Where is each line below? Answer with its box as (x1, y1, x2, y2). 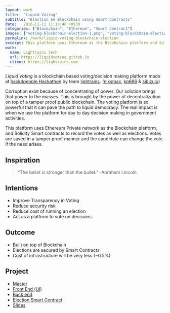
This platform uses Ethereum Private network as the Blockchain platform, (5, 125, 158, 131)
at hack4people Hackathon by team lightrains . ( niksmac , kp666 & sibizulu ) (5, 79, 160, 85)
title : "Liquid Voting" (5, 12, 58, 17)
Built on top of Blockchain (12, 242, 67, 248)
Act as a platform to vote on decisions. (12, 213, 93, 219)
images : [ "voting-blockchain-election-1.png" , (5, 31, 105, 36)
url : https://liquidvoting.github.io (10, 54, 90, 60)
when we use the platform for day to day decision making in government (5, 110, 156, 116)
